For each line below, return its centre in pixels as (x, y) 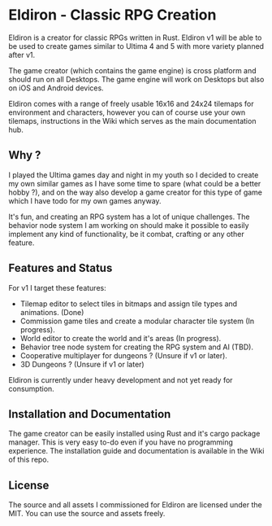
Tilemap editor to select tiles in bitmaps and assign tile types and (129, 304)
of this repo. (29, 460)
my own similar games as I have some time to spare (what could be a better (135, 183)
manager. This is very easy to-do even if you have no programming (121, 442)
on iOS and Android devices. (56, 88)
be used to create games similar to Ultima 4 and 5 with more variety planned (136, 46)
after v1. (22, 55)
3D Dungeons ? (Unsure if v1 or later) (82, 364)
